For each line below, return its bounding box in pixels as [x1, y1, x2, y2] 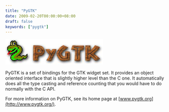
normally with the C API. [5, 86, 56, 92]
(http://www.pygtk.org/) [5, 101, 55, 107]
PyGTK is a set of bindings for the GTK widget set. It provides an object [5, 70, 154, 76]
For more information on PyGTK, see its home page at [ [5, 96, 120, 102]
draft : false [5, 19, 33, 24]
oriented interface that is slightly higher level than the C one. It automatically [5, 75, 164, 81]
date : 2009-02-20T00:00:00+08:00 [5, 13, 76, 19]
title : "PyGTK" [5, 8, 37, 13]
